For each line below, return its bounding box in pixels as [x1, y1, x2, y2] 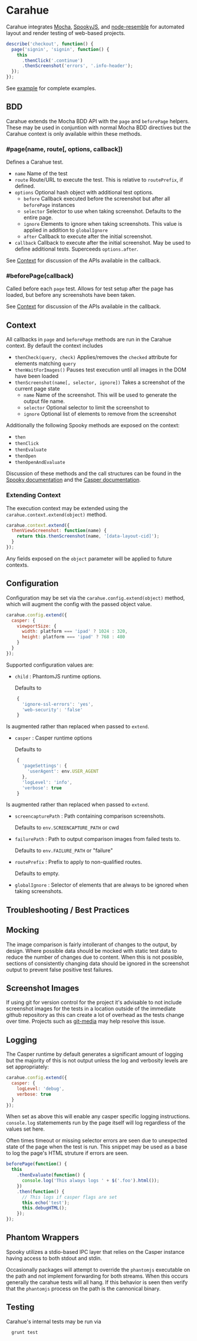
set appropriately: [6, 1063, 49, 1070]
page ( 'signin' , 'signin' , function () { [11, 46, 110, 52]
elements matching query [14, 360, 76, 367]
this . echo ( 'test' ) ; [21, 1199, 70, 1206]
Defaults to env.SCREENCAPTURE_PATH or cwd [14, 824, 119, 831]
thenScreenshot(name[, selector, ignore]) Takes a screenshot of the [14, 379, 185, 386]
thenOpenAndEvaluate [14, 460, 65, 466]
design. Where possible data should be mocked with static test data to [6, 947, 178, 954]
